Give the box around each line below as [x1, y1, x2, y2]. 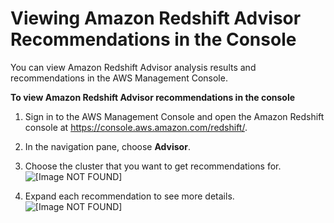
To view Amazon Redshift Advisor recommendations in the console [10, 91, 296, 103]
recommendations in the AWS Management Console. [10, 72, 228, 84]
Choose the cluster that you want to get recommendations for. [24, 160, 282, 172]
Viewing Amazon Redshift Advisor [10, 7, 302, 30]
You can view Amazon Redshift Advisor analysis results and [10, 61, 257, 73]
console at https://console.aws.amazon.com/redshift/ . [24, 121, 248, 133]
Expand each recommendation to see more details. [24, 190, 235, 202]
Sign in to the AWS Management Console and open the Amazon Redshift [24, 110, 325, 122]
